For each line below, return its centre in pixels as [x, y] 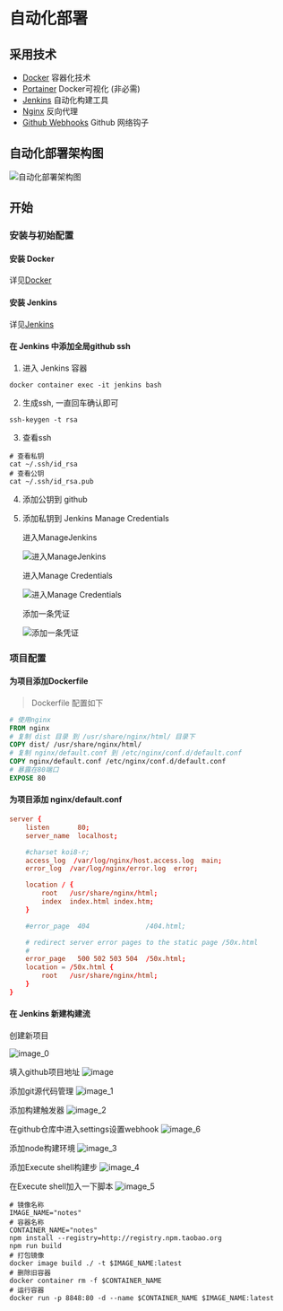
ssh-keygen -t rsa [43, 420]
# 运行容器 [27, 1290]
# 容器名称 [27, 1223]
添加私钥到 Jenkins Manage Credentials [96, 518]
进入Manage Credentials [68, 575]
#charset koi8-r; [58, 852]
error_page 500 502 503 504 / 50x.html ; [106, 959]
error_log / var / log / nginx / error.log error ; [112, 869]
